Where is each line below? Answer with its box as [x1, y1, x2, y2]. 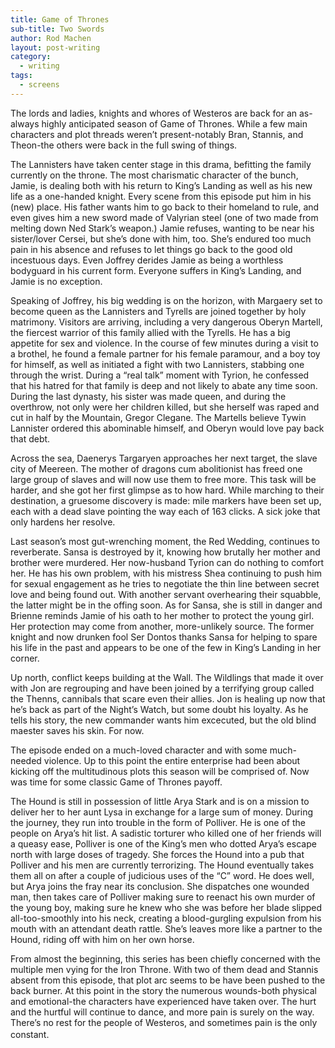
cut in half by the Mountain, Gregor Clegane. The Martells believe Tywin [10, 411, 307, 423]
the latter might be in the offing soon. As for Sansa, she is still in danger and [10, 599, 323, 611]
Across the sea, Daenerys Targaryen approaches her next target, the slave [10, 452, 318, 464]
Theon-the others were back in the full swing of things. [10, 139, 238, 151]
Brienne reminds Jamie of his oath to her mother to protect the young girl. [10, 609, 315, 621]
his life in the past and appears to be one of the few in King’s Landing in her [10, 641, 322, 653]
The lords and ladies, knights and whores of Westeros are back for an [10, 107, 298, 119]
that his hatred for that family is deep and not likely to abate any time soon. [10, 379, 318, 391]
